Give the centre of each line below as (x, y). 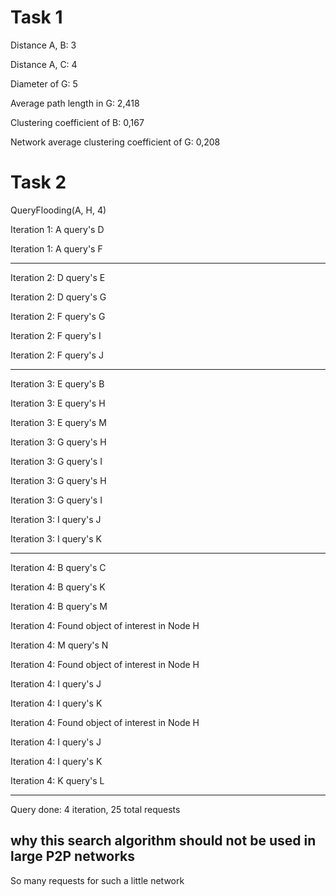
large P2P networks (73, 856)
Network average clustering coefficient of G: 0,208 (115, 142)
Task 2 (38, 182)
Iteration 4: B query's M (59, 606)
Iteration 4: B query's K (58, 587)
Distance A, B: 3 (43, 45)
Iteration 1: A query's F (56, 248)
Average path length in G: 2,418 (75, 103)
